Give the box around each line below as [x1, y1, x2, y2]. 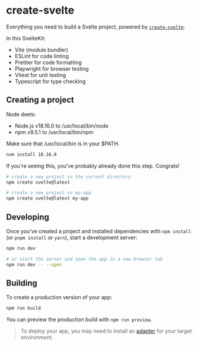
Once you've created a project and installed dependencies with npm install [6, 227, 191, 234]
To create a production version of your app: [6, 294, 113, 301]
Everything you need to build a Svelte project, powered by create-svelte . [6, 23, 186, 30]
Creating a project [6, 95, 74, 105]
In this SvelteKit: [6, 34, 46, 42]
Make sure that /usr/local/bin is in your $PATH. [6, 140, 120, 147]
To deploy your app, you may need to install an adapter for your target [20, 328, 192, 335]
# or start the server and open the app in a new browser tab [6, 256, 163, 262]
